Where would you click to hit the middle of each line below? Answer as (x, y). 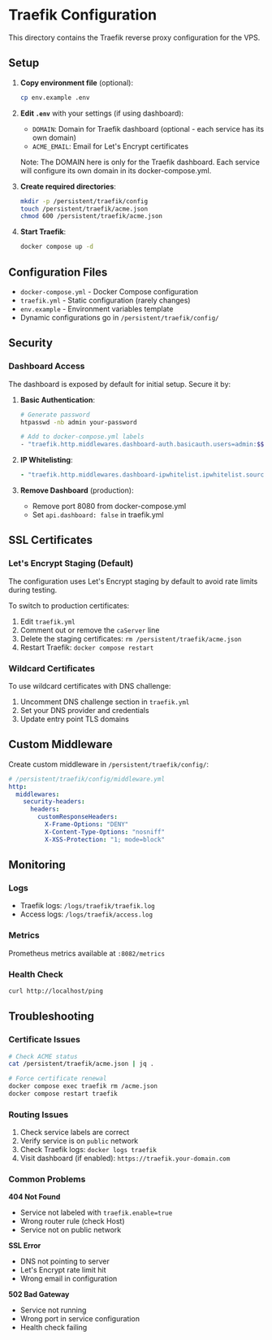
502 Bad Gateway (39, 1294)
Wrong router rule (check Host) (72, 1221)
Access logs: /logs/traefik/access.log (86, 914)
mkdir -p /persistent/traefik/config (84, 201)
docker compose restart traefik (63, 1094)
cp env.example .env (55, 98)
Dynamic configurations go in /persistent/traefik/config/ (119, 317)
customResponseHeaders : (78, 817)
